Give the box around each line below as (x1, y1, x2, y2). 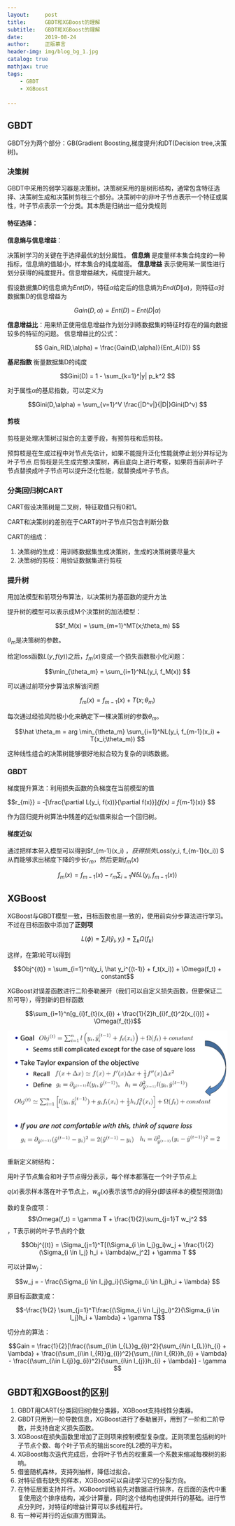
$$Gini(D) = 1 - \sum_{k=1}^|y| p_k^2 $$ (59, 371, 176, 380)
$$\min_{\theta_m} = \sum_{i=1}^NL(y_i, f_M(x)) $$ (44, 667, 191, 675)
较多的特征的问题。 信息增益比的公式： (7, 329, 120, 338)
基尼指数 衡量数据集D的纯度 (7, 357, 87, 366)
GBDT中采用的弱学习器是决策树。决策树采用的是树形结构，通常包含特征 (7, 184, 215, 193)
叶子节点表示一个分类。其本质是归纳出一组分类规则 (19, 202, 166, 210)
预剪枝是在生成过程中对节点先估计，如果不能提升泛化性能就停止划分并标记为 (7, 448, 228, 457)
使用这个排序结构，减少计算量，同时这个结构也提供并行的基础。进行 (23, 1494, 220, 1502)
